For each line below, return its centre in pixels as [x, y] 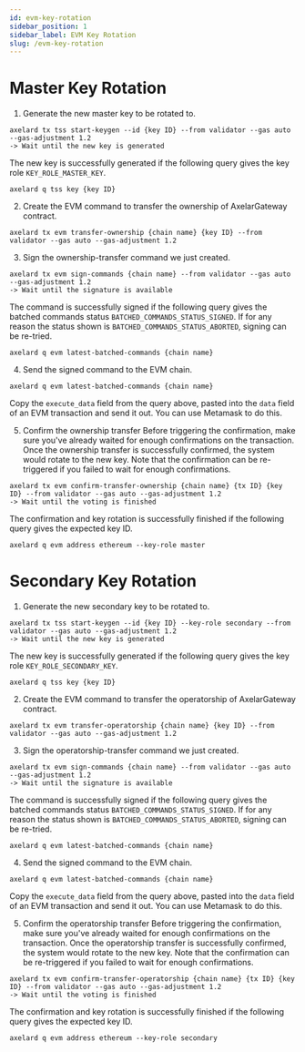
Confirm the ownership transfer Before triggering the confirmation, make [159, 431]
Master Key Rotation [88, 88]
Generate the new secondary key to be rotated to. [116, 607]
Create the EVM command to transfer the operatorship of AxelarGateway [159, 700]
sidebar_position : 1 [49, 26]
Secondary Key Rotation [103, 582]
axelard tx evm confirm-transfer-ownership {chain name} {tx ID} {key [146, 486]
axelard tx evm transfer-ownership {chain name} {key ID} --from [136, 233]
